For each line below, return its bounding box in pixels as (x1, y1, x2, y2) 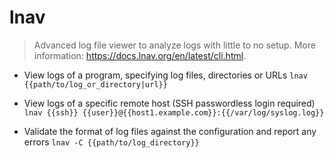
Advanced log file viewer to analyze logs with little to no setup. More (33, 39, 316, 51)
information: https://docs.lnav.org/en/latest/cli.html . (33, 49, 247, 61)
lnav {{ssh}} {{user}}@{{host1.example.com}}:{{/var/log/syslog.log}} (23, 107, 325, 118)
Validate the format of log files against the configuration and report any (23, 125, 317, 137)
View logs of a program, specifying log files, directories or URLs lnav (23, 69, 308, 81)
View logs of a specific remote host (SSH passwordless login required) (23, 97, 316, 109)
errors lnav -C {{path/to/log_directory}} (23, 136, 200, 148)
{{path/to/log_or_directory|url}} (23, 79, 168, 90)
